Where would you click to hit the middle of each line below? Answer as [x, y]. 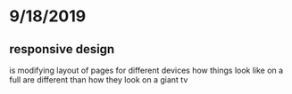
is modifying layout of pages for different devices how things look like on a [146, 70]
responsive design [62, 49]
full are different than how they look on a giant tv [99, 80]
